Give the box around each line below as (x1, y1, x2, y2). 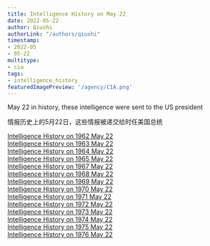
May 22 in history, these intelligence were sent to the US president (7, 103, 204, 111)
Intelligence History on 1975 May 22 (7, 222, 113, 232)
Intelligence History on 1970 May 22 (7, 185, 113, 193)
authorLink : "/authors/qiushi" (7, 30, 101, 38)
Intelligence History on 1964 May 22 (7, 147, 114, 155)
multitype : (7, 57, 40, 64)
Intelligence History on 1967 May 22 (7, 162, 113, 171)
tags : (7, 70, 24, 77)
